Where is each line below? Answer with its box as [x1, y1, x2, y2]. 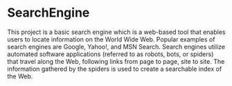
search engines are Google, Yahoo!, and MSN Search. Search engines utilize [7, 42, 226, 51]
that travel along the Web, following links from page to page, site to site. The [7, 57, 225, 65]
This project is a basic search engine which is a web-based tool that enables [7, 28, 226, 36]
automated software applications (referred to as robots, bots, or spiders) [7, 50, 214, 58]
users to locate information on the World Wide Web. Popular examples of [7, 35, 215, 43]
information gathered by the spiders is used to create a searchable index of [7, 64, 222, 73]
